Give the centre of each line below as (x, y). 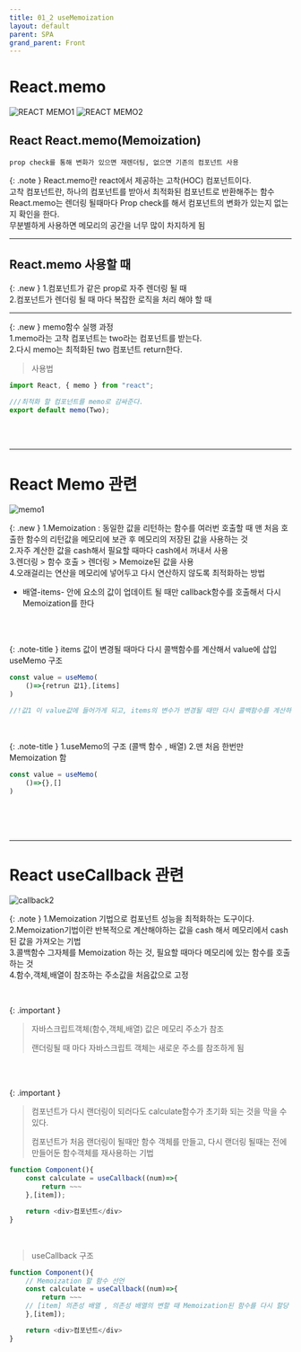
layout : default (39, 26)
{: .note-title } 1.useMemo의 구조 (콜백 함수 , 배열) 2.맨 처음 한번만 (127, 746)
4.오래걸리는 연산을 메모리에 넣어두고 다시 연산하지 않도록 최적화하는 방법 (138, 573)
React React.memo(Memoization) (105, 140)
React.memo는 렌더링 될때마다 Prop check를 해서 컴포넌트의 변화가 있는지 (141, 203)
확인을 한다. (39, 214)
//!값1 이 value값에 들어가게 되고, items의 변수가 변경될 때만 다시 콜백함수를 (139, 711)
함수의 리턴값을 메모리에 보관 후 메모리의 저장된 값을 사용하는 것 (137, 539)
